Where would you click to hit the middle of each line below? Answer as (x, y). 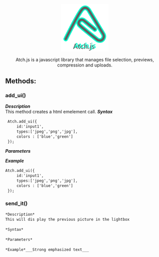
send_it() (16, 203)
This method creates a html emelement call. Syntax (59, 111)
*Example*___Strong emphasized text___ (47, 250)
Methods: (21, 81)
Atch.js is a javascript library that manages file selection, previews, (85, 60)
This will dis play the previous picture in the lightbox (67, 220)
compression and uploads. (85, 65)
